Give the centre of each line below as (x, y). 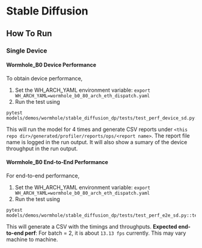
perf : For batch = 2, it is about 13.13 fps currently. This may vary (106, 233)
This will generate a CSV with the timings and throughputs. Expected (92, 226)
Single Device (27, 51)
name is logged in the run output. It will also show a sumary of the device (97, 142)
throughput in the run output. (42, 148)
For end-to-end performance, (43, 176)
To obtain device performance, (44, 78)
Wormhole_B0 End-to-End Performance (57, 162)
